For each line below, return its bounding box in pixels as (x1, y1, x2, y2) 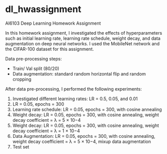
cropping (12, 76, 32, 82)
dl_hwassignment (5, 4, 81, 15)
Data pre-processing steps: (5, 55, 62, 61)
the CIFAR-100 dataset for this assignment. (5, 46, 94, 52)
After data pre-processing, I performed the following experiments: (5, 86, 142, 92)
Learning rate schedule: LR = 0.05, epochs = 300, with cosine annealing (12, 106, 162, 112)
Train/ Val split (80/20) (12, 65, 59, 71)
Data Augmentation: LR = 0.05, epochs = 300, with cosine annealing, (12, 133, 155, 139)
